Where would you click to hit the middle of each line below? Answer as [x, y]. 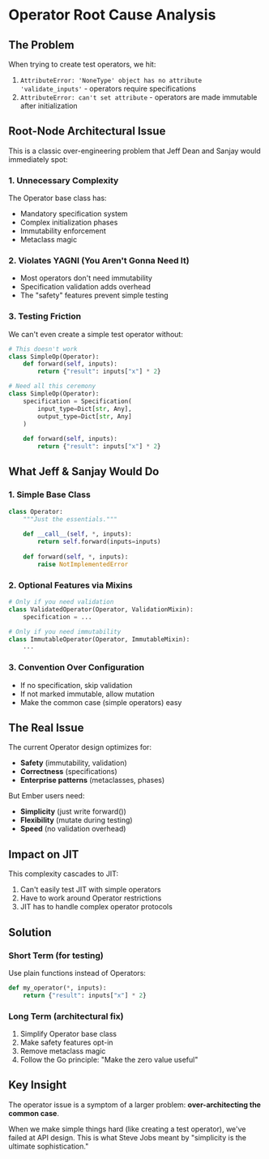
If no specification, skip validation [76, 685]
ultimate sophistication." [49, 1146]
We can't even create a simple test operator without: [96, 334]
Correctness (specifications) [68, 772]
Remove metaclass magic [63, 1050]
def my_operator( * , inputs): [58, 988]
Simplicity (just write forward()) [73, 811]
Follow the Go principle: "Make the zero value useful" [109, 1059]
